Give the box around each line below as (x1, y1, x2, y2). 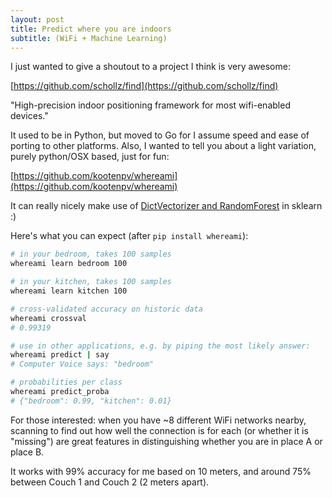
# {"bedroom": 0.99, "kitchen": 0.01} (10, 396, 172, 406)
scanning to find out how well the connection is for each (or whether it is (10, 424, 309, 436)
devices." (10, 110, 49, 122)
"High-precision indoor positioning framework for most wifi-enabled (10, 99, 291, 111)
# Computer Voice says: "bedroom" (10, 359, 155, 370)
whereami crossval (10, 313, 87, 323)
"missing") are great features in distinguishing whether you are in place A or (10, 435, 323, 447)
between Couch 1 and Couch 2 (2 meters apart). (10, 476, 210, 488)
